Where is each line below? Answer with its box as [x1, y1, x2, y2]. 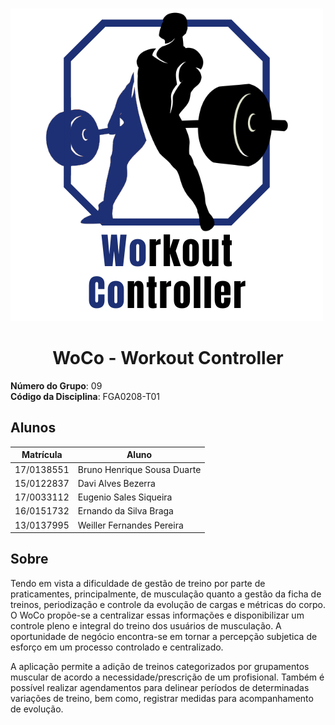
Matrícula [21, 449, 63, 461]
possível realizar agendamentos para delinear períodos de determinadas [10, 681, 310, 693]
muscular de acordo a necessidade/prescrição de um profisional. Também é [10, 671, 325, 683]
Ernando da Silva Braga [77, 505, 174, 517]
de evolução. [10, 703, 64, 715]
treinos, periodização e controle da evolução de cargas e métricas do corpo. [10, 598, 327, 610]
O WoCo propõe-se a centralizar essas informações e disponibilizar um [10, 609, 305, 621]
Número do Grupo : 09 [10, 379, 103, 392]
